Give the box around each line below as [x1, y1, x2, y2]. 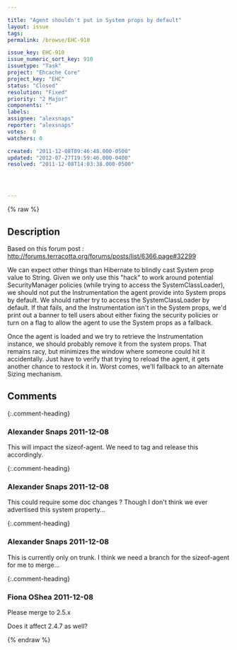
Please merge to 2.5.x [7, 607, 71, 617]
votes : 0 [7, 128, 37, 135]
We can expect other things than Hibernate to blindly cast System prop [7, 265, 214, 274]
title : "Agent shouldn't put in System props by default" [7, 16, 182, 23]
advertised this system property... [7, 505, 106, 514]
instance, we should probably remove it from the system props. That [7, 340, 207, 348]
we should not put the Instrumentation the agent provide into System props [7, 288, 226, 296]
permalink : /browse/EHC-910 [7, 36, 91, 43]
